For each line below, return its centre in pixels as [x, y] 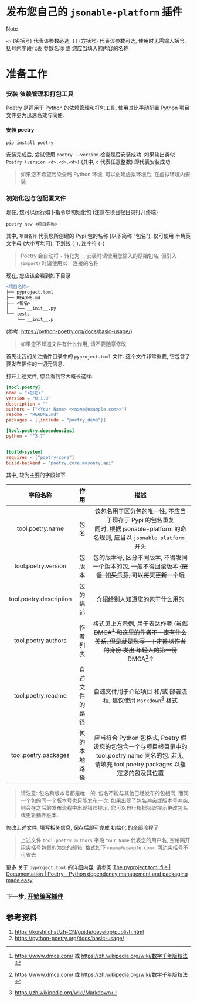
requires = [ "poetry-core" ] [40, 457]
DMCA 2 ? [140, 658]
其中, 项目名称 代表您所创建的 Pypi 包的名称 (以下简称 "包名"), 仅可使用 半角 [96, 236]
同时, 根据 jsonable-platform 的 [137, 528]
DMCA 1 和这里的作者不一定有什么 [140, 632]
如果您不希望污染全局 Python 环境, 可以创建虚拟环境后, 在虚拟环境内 [103, 174]
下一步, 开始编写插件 [35, 897]
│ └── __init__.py [31, 309]
